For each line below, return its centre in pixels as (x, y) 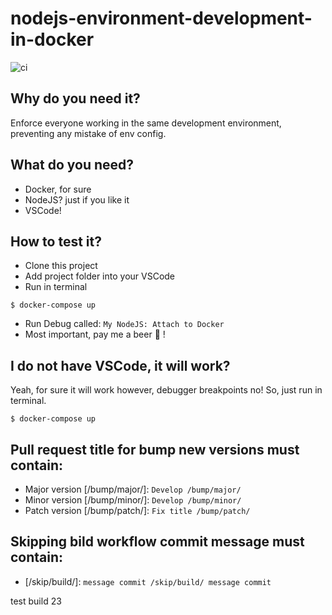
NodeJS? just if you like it (77, 199)
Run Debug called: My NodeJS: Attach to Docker (124, 324)
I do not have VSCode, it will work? (120, 365)
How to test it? (56, 241)
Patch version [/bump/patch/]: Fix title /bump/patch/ (137, 510)
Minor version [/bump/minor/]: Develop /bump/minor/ (133, 500)
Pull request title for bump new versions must (155, 449)
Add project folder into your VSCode (100, 276)
